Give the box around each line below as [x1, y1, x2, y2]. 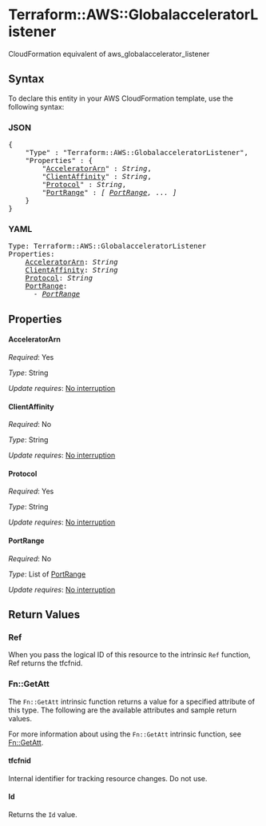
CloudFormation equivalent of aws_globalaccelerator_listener [8, 49, 210, 58]
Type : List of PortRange [8, 569, 86, 579]
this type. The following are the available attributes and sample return [8, 705, 237, 715]
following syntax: [8, 102, 65, 111]
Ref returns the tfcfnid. [8, 658, 83, 668]
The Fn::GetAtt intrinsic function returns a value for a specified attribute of [8, 696, 256, 706]
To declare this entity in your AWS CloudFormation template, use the [8, 94, 233, 103]
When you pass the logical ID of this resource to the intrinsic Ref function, [8, 650, 251, 660]
